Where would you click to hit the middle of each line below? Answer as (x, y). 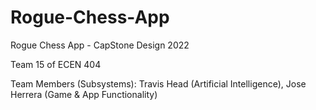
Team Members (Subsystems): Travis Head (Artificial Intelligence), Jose (158, 83)
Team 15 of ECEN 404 (56, 64)
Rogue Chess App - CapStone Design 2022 (100, 45)
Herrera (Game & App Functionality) (84, 94)
